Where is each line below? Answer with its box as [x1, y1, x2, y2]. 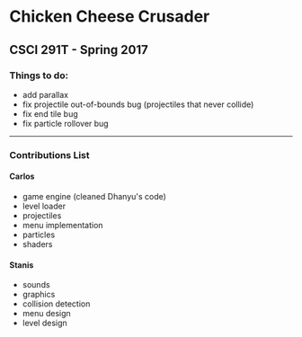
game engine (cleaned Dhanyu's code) [22, 191, 166, 201]
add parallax [22, 89, 69, 100]
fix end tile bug [22, 108, 78, 119]
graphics [22, 289, 56, 300]
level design [22, 317, 67, 329]
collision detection [22, 298, 91, 309]
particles [22, 229, 56, 240]
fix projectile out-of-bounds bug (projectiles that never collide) [22, 99, 254, 110]
